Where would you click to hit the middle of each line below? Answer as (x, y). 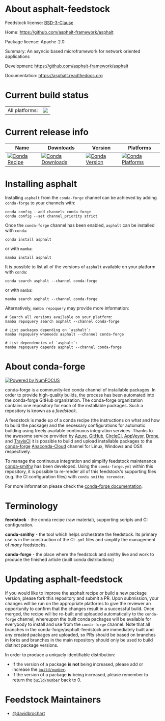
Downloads (61, 147)
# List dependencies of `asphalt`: (41, 343)
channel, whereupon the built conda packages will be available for (84, 619)
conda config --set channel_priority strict (51, 216)
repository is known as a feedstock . (41, 411)
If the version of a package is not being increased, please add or (78, 664)
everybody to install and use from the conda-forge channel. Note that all (78, 624)
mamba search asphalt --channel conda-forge (51, 299)
